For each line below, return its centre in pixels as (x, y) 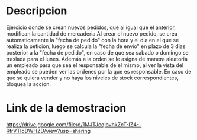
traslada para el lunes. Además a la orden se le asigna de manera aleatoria (97, 59)
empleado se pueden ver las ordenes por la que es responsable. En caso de (99, 71)
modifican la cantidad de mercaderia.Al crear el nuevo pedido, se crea (92, 33)
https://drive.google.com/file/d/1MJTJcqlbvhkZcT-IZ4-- (74, 124)
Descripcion (37, 11)
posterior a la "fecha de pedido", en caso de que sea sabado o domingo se (97, 52)
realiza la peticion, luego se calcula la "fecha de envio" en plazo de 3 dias (96, 46)
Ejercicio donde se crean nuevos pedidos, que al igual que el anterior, (91, 27)
